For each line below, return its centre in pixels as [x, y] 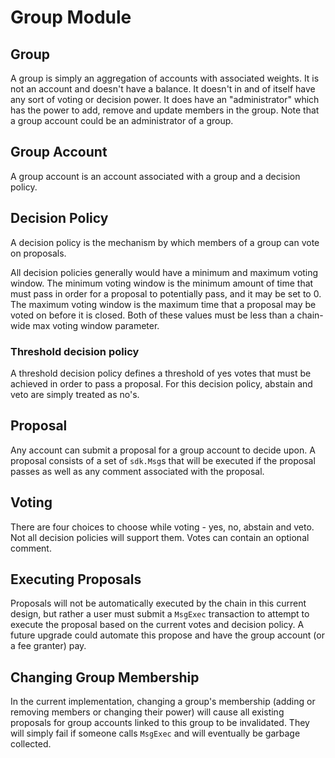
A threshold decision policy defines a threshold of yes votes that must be [161, 373]
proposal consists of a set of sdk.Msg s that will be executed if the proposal [163, 460]
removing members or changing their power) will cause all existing [147, 712]
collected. [31, 744]
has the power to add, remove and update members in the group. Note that [165, 110]
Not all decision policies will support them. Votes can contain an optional [160, 537]
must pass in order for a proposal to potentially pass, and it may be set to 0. [166, 293]
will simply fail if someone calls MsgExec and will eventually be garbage [155, 733]
